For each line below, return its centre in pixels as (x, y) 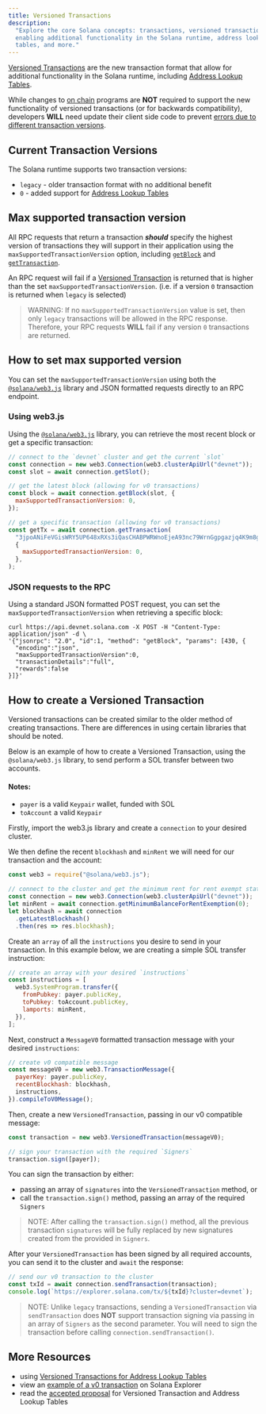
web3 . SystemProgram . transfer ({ (67, 987)
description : (30, 23)
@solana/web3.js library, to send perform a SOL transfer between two (121, 760)
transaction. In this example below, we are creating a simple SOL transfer (127, 950)
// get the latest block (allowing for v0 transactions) (104, 486)
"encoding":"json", (47, 648)
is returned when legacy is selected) (67, 294)
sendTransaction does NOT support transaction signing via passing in (141, 1316)
